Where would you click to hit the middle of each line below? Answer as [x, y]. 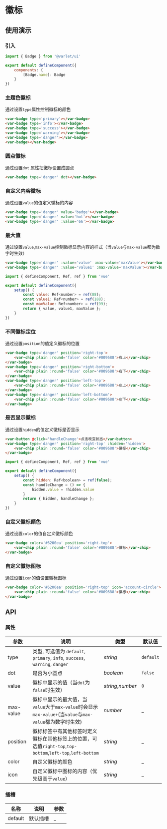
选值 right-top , [49, 746]
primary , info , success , [59, 658]
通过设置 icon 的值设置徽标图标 [36, 578]
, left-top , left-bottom [73, 753]
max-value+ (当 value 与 [57, 714]
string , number [120, 686]
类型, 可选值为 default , [59, 651]
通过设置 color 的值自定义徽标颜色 [39, 534]
